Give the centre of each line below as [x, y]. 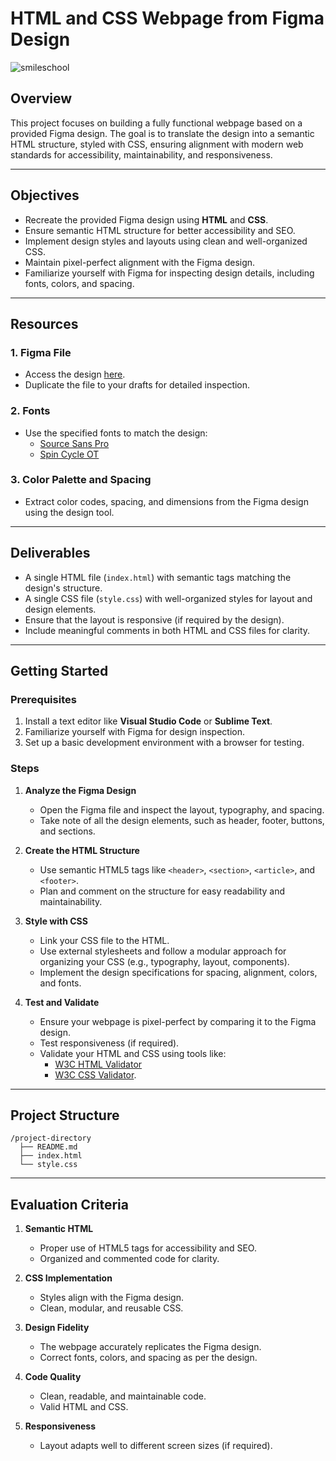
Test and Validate [62, 1002]
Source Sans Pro [74, 443]
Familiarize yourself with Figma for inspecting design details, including [169, 273]
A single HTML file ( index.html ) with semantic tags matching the [158, 577]
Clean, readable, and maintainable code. [123, 1396]
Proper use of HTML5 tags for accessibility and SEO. [148, 1248]
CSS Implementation [68, 1278]
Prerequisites [43, 699]
